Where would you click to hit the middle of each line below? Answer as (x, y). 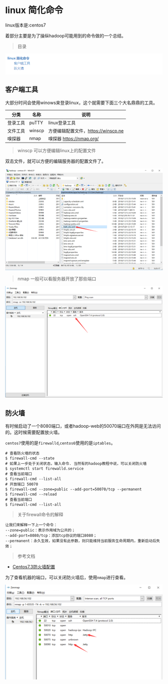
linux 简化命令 (34, 10)
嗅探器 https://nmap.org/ (73, 139)
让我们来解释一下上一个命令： (31, 525)
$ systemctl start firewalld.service (44, 468)
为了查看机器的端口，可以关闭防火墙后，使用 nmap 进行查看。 (67, 577)
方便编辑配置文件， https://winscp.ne (86, 131)
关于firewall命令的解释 (40, 514)
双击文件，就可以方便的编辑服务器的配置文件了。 (55, 161)
